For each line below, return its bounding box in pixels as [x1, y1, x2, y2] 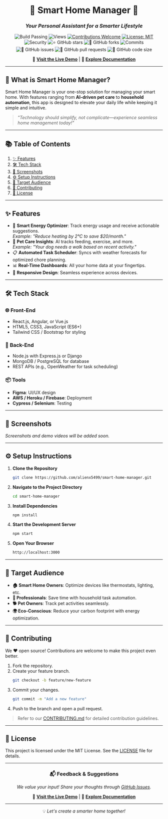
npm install [12, 512, 37, 518]
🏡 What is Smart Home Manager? [5, 75, 110, 84]
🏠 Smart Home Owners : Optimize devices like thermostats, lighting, [12, 582, 154, 588]
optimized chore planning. [12, 257, 66, 263]
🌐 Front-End [5, 307, 36, 314]
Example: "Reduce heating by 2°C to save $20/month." [12, 233, 126, 239]
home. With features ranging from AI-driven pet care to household [5, 94, 144, 100]
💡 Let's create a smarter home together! [42, 808, 126, 814]
